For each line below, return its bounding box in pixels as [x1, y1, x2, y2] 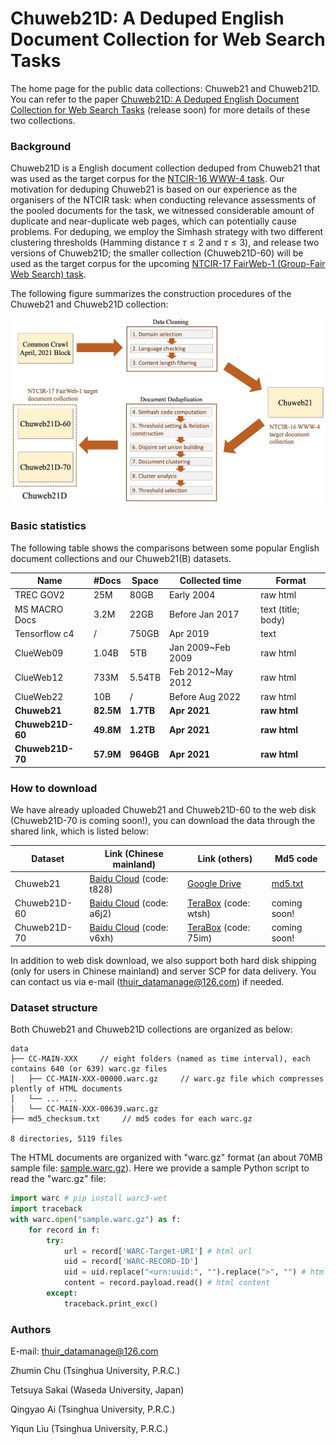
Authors [10, 1322, 52, 1336]
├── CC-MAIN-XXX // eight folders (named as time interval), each [10, 1054, 311, 1064]
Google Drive [187, 878, 242, 890]
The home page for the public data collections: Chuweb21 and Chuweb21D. [10, 82, 321, 94]
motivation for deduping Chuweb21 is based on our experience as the [10, 183, 298, 196]
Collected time [179, 575, 242, 587]
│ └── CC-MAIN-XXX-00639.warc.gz [10, 1104, 159, 1114]
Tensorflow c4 [14, 627, 75, 639]
